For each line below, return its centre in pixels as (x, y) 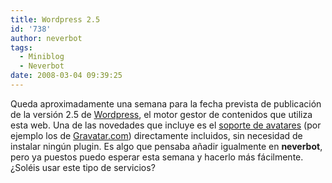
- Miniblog (42, 57)
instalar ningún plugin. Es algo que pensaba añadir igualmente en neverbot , (166, 146)
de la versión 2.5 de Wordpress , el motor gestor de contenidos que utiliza (161, 114)
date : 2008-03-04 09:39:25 (66, 76)
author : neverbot (46, 38)
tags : (21, 47)
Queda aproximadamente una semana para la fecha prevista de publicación (166, 103)
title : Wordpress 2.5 (55, 19)
